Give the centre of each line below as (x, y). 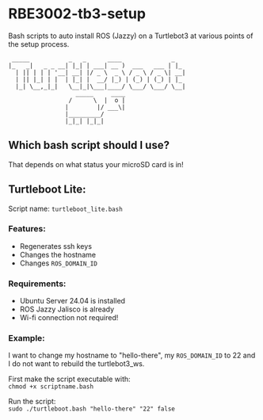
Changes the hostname (58, 254)
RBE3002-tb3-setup (77, 14)
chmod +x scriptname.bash (51, 387)
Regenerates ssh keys (56, 246)
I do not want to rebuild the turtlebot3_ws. (76, 364)
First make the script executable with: (69, 379)
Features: (27, 229)
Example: (27, 338)
